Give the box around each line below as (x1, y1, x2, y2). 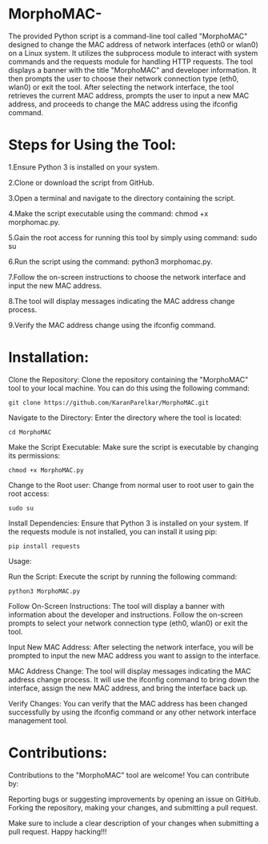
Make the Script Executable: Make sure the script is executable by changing (8, 442, 258, 452)
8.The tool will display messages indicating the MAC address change (8, 296, 235, 306)
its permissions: (8, 450, 61, 460)
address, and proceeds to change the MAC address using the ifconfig (8, 99, 238, 109)
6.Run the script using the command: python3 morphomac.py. (8, 257, 213, 266)
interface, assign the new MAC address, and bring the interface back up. (8, 683, 248, 693)
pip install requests (8, 542, 81, 550)
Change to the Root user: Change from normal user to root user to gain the (8, 480, 254, 490)
